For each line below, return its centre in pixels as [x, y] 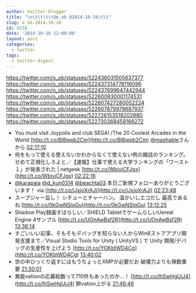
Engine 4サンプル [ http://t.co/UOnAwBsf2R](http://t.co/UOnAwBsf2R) [98, 219]
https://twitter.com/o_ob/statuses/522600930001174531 [74, 96]
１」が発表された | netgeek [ [49, 169]
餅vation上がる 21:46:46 [105, 284]
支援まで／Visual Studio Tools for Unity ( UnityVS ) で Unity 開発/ [98, 240]
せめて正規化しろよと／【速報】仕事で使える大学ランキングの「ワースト [102, 162]
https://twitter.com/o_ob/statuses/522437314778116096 [74, 84]
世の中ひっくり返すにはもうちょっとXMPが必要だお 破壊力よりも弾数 [98, 261]
